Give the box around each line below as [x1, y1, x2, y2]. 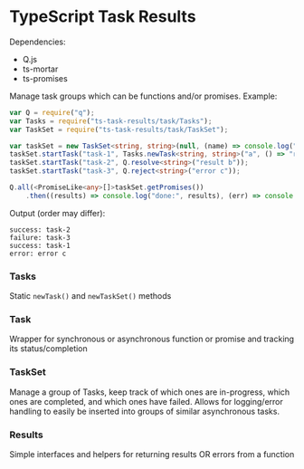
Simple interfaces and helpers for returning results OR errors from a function [9, 449, 295, 459]
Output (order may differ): [9, 207, 106, 218]
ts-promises [22, 72, 68, 83]
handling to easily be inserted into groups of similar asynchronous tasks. [9, 406, 280, 416]
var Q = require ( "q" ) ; [9, 108, 95, 117]
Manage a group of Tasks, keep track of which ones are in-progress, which [9, 387, 290, 397]
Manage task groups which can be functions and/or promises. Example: [9, 91, 278, 101]
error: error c [9, 249, 67, 258]
